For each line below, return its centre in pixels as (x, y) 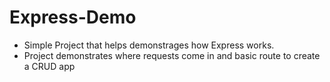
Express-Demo (73, 17)
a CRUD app (49, 66)
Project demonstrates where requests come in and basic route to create (172, 55)
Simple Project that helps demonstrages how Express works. (149, 45)
